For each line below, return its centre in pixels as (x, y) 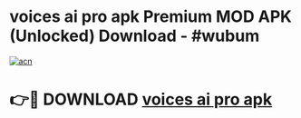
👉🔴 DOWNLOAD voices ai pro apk (141, 99)
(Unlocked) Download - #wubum (135, 36)
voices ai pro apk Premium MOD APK (150, 17)
